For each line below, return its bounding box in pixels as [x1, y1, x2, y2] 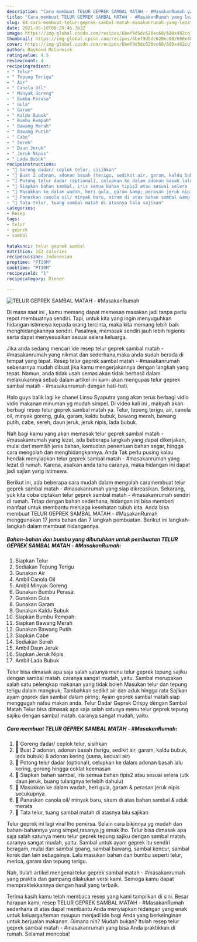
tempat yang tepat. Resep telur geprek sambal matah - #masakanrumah [6, 357, 180, 364]
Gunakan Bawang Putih [15, 625, 72, 633]
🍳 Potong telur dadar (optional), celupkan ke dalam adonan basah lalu [15, 759, 183, 766]
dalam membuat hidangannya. [26, 522, 100, 529]
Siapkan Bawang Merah [15, 619, 72, 626]
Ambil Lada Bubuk [15, 657, 60, 664]
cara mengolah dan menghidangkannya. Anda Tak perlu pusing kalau [6, 449, 174, 456]
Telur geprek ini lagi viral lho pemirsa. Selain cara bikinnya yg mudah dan [6, 820, 182, 827]
